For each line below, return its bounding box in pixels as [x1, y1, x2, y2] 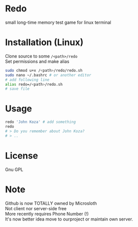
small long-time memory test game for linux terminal [5, 19, 111, 25]
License [5, 150, 38, 161]
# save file [5, 86, 30, 92]
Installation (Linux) [5, 37, 84, 48]
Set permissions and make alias [5, 58, 69, 64]
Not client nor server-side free [5, 205, 67, 211]
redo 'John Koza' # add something [5, 119, 76, 124]
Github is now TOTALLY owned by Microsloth [5, 200, 97, 206]
